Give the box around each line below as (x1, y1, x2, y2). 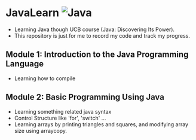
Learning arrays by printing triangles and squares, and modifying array (14, 120, 189, 128)
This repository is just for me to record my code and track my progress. (14, 32, 191, 39)
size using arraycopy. (14, 127, 67, 134)
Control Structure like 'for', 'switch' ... (14, 114, 106, 121)
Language (5, 59, 44, 69)
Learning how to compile (14, 75, 76, 82)
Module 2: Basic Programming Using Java (5, 92, 165, 102)
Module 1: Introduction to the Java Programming (5, 50, 189, 60)
